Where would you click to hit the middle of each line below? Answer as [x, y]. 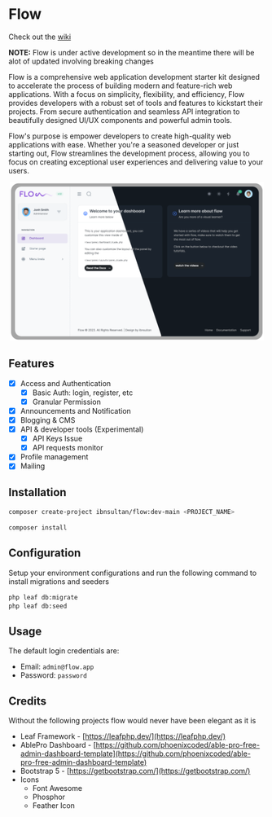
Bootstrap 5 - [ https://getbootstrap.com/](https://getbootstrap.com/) [135, 771]
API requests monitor [68, 448]
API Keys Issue [57, 439]
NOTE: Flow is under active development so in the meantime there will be [132, 52]
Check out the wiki [40, 37]
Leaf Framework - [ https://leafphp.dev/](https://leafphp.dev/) [123, 736]
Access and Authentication [66, 383]
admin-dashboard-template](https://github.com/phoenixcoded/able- [135, 753]
